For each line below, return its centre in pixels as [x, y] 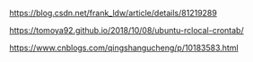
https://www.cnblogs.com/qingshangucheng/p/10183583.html [124, 48]
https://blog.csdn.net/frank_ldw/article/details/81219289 [113, 13]
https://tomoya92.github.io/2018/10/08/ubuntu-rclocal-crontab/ [126, 30]
